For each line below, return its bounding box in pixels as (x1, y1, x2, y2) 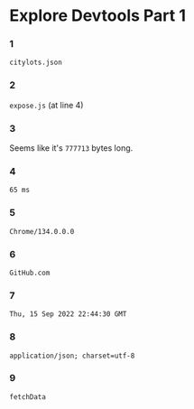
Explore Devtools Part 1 (9, 5, 187, 26)
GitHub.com (9, 268, 51, 277)
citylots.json (9, 58, 63, 68)
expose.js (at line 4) (9, 99, 84, 110)
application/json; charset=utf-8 (9, 351, 135, 360)
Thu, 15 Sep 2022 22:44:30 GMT (9, 310, 127, 319)
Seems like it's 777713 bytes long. (9, 143, 134, 153)
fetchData (9, 392, 47, 402)
